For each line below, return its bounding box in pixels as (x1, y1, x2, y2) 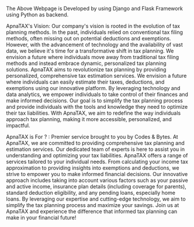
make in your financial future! (6, 214, 77, 221)
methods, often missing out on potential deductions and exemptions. (6, 35, 171, 42)
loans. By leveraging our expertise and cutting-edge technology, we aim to (6, 195, 186, 202)
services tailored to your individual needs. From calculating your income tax (6, 158, 189, 165)
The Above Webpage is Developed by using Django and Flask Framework (6, 5, 183, 12)
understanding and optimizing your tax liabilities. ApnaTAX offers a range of (6, 152, 188, 159)
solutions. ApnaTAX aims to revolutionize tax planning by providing (6, 66, 167, 73)
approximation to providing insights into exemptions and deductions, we (6, 164, 179, 171)
